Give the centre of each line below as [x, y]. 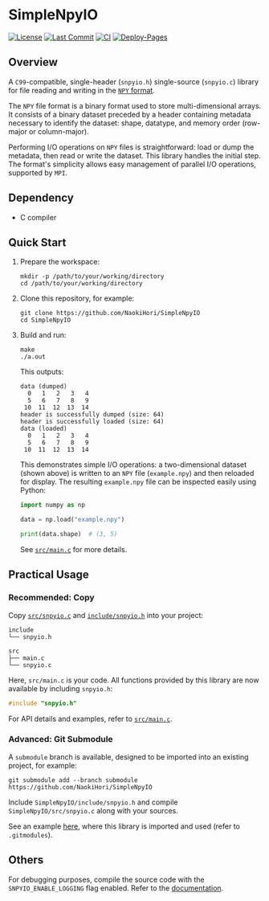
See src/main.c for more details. [73, 549]
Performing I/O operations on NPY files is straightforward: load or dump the [131, 147]
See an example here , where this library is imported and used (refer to [124, 826]
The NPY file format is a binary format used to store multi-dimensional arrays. [135, 105]
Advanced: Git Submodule [61, 739]
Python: [33, 490]
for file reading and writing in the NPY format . [82, 90]
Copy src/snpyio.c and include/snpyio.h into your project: [106, 615]
